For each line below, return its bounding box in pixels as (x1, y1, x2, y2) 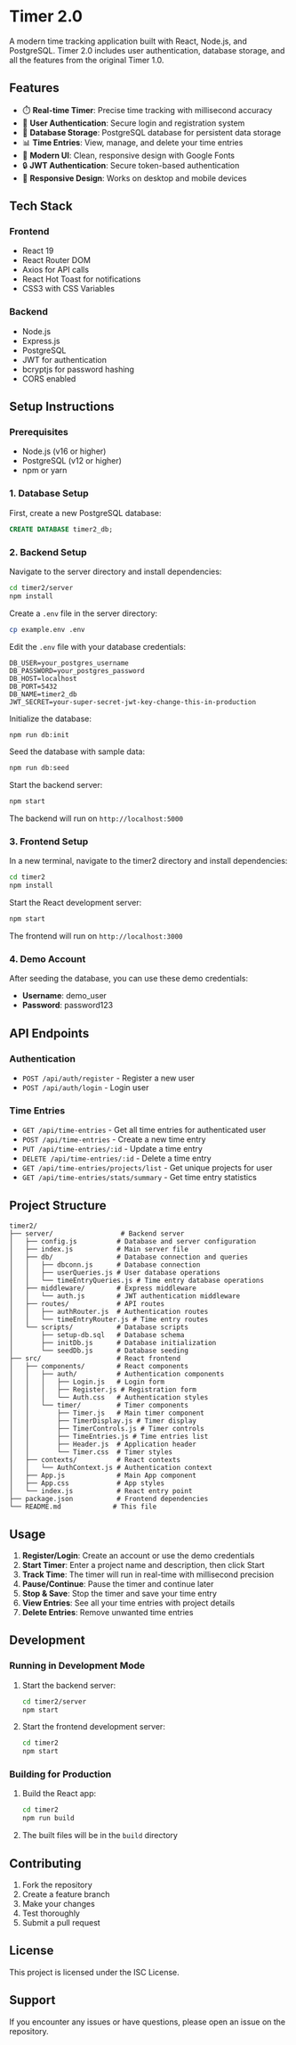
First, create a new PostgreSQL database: (9, 507, 162, 518)
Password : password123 (21, 1000, 114, 1011)
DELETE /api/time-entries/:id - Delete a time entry (21, 1153, 212, 1164)
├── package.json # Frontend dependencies (9, 1495, 209, 1504)
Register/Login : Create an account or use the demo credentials (21, 1549, 255, 1561)
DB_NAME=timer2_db (9, 689, 77, 699)
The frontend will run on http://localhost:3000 (9, 931, 183, 941)
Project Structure (9, 1197, 107, 1213)
